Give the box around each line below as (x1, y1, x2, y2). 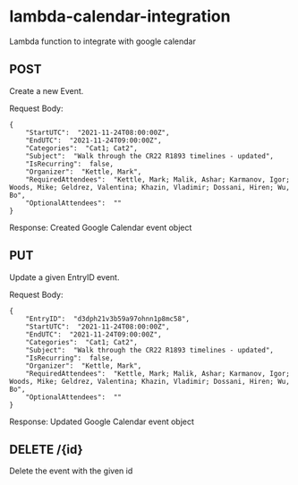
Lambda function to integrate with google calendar (9, 36, 197, 47)
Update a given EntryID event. (9, 271, 120, 283)
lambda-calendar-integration (9, 6, 231, 27)
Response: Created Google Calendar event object (9, 222, 192, 233)
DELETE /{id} (9, 441, 83, 457)
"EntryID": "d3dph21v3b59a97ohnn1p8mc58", (25, 314, 191, 323)
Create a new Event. (9, 85, 84, 96)
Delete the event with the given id (9, 465, 133, 476)
